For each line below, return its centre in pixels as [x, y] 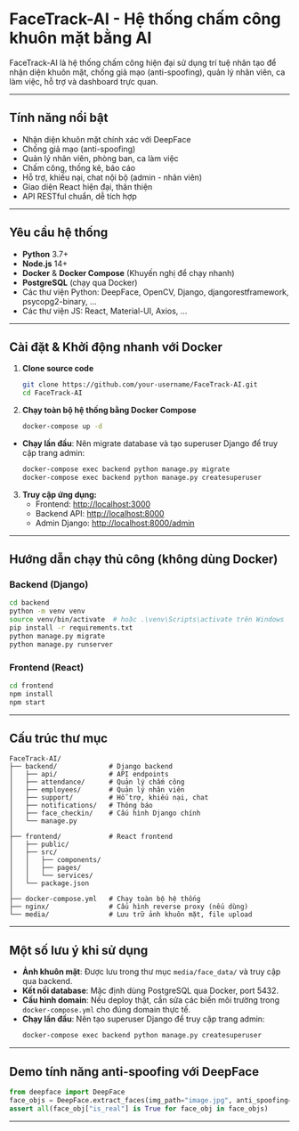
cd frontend [31, 686]
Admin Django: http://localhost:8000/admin [115, 523]
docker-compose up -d [62, 427]
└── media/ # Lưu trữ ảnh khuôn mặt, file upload [131, 915]
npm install [31, 694]
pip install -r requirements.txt [71, 628]
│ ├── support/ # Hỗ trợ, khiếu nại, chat [109, 798]
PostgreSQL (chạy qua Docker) [80, 282]
